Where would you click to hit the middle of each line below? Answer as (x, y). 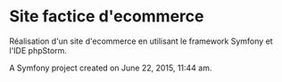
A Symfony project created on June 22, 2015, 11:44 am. (111, 68)
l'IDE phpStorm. (38, 50)
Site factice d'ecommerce (107, 16)
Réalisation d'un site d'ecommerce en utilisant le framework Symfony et (141, 41)
